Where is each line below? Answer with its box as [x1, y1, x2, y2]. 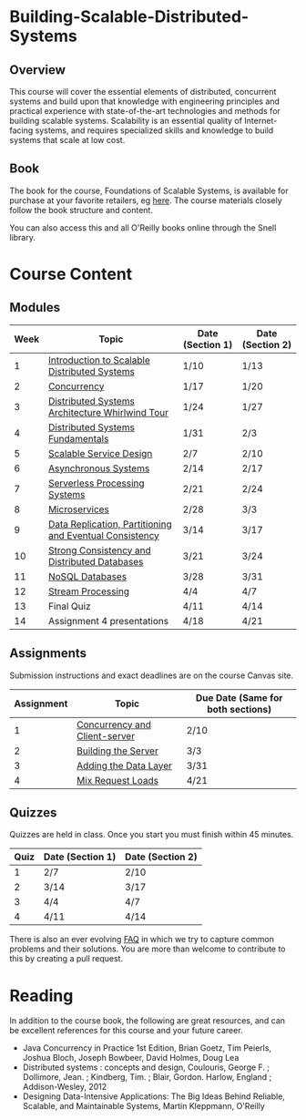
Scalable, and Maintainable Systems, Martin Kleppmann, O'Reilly [22, 1101, 266, 1112]
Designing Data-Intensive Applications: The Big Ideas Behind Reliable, [22, 1091, 285, 1102]
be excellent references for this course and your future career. [9, 1025, 243, 1036]
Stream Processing [48, 585, 130, 598]
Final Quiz [48, 600, 91, 612]
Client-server [76, 729, 135, 742]
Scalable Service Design [48, 447, 153, 459]
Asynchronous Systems [48, 462, 150, 475]
